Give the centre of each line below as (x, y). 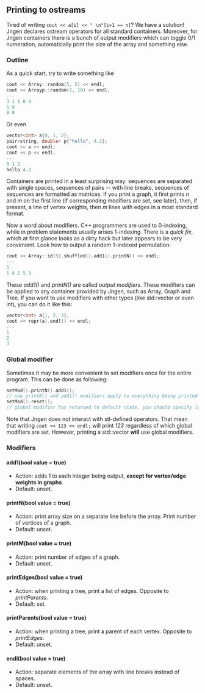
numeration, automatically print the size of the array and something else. (98, 44)
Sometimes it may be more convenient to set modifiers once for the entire (99, 373)
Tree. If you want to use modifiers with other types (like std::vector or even (100, 298)
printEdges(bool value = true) (45, 577)
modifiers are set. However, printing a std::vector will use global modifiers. (100, 432)
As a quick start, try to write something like (60, 73)
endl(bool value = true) (36, 658)
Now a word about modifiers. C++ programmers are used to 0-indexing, (97, 226)
